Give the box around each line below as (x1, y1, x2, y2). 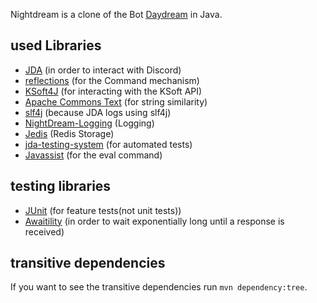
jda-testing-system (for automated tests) (24, 138, 193, 150)
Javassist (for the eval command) (24, 149, 163, 161)
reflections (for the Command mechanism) (24, 74, 200, 86)
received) (24, 225, 65, 238)
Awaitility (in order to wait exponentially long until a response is (24, 215, 285, 227)
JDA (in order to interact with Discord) (24, 64, 182, 76)
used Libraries (10, 37, 102, 54)
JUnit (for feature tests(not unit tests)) (24, 204, 182, 216)
